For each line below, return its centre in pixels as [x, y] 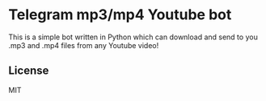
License [29, 71]
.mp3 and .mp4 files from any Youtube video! [84, 45]
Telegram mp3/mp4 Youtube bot [120, 15]
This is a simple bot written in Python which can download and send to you [133, 37]
